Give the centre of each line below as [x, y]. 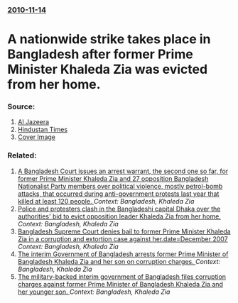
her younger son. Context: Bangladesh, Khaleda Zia [94, 292]
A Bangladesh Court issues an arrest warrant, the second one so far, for [123, 171]
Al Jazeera [33, 122]
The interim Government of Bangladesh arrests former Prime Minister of [123, 254]
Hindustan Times [43, 130]
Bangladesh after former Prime [100, 54]
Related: [22, 155]
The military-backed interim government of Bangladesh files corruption [121, 276]
